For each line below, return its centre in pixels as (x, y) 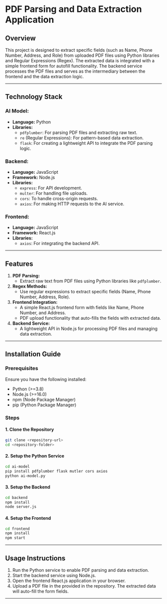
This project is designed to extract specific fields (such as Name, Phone (79, 50)
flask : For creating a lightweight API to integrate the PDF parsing (86, 143)
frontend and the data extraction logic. (44, 76)
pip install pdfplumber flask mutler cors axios (56, 471)
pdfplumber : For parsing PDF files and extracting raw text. (79, 132)
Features (19, 264)
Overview (21, 38)
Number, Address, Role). (45, 297)
